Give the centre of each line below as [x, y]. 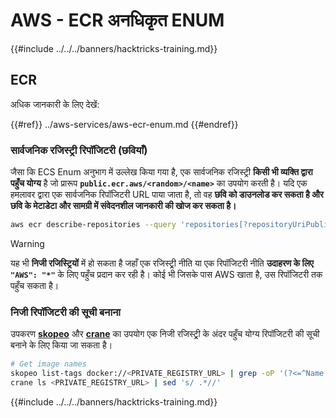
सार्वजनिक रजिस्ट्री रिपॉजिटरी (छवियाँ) [79, 150]
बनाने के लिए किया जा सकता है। [61, 345]
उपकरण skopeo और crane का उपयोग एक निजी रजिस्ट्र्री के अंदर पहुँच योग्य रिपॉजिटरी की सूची [165, 334]
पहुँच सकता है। [35, 285]
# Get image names [48, 364]
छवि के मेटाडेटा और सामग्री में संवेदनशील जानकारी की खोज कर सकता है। [123, 206]
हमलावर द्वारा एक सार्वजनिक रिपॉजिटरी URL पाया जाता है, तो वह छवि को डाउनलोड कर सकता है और [167, 195]
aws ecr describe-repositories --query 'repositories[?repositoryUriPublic [171, 225]
